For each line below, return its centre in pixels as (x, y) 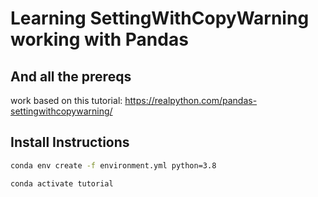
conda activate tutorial (62, 183)
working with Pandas (99, 39)
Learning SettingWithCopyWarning (160, 18)
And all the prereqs (71, 76)
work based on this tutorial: (66, 100)
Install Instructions (70, 142)
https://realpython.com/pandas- (191, 100)
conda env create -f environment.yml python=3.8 (113, 165)
